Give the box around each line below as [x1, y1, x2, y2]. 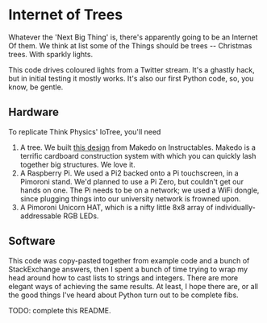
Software [8, 234, 56, 248]
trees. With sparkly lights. [8, 49, 94, 59]
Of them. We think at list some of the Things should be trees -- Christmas [8, 40, 252, 50]
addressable [19, 211, 62, 221]
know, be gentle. [8, 82, 64, 92]
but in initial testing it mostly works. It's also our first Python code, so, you [8, 73, 254, 83]
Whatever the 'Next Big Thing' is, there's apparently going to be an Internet [8, 32, 258, 42]
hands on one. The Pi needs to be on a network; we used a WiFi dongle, [19, 185, 260, 195]
